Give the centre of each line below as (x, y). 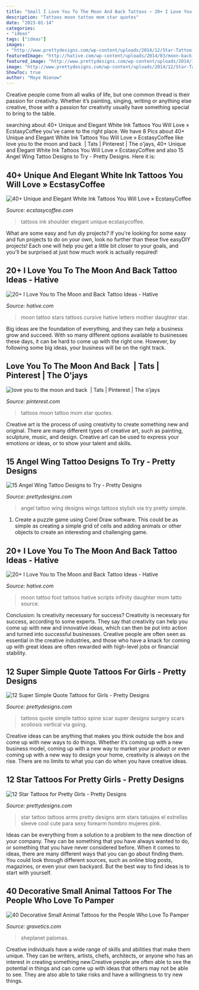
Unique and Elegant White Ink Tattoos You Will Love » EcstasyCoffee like (95, 138)
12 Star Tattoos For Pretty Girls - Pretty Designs (95, 780)
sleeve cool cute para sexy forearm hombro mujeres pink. (91, 823)
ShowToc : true (24, 72)
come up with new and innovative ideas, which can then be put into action (97, 628)
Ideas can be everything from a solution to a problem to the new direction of (99, 835)
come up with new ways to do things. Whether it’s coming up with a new (94, 742)
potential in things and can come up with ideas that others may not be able (97, 968)
